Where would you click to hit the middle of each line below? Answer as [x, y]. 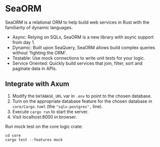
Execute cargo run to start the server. [50, 111]
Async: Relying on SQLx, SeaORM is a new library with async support [83, 37]
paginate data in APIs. [35, 68]
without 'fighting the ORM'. [40, 53]
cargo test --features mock [34, 140]
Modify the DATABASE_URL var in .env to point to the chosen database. [82, 96]
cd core [13, 135]
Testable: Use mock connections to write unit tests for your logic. [79, 58]
